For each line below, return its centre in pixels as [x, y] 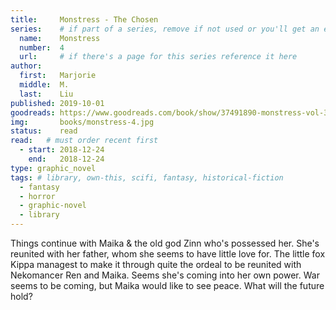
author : [26, 66]
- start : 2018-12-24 [62, 150]
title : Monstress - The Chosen [84, 19]
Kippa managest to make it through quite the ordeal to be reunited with [156, 264]
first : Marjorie [58, 76]
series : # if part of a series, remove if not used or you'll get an [165, 29]
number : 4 [42, 47]
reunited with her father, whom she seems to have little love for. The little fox [168, 254]
